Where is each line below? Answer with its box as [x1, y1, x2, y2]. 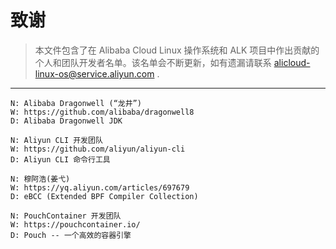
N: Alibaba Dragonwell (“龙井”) [10, 98, 142, 108]
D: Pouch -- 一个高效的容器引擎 [10, 230, 132, 240]
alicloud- [273, 56, 311, 68]
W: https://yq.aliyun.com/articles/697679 [10, 182, 190, 193]
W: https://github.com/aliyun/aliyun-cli [10, 144, 186, 154]
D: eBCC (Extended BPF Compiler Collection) [10, 191, 199, 201]
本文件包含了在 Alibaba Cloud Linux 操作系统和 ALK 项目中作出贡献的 [34, 44, 320, 56]
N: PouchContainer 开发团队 [10, 211, 122, 221]
